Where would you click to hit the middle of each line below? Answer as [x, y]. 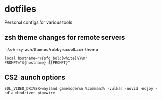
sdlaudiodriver [20, 93]
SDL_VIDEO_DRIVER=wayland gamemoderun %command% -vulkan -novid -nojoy [79, 88]
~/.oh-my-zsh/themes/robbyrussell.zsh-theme [51, 49]
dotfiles [20, 9]
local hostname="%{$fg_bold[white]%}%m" [46, 58]
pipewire [46, 93]
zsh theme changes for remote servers [65, 38]
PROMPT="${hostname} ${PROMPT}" [37, 62]
